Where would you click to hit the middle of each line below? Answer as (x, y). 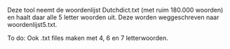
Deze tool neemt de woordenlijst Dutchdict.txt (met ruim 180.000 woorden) (115, 10)
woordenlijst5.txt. (32, 24)
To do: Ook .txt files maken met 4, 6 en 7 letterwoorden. (88, 38)
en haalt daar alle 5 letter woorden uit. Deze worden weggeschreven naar (113, 17)
